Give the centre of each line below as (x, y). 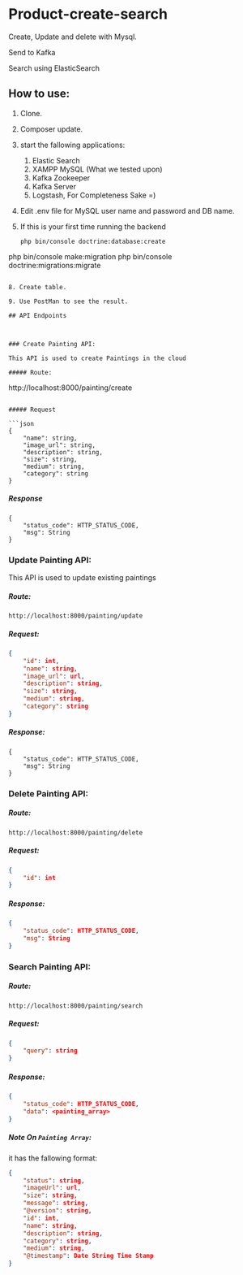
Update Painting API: (50, 560)
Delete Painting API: (49, 793)
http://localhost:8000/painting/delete (76, 833)
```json (21, 423)
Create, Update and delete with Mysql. (73, 37)
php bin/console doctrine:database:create (93, 241)
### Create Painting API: (52, 344)
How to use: (39, 94)
